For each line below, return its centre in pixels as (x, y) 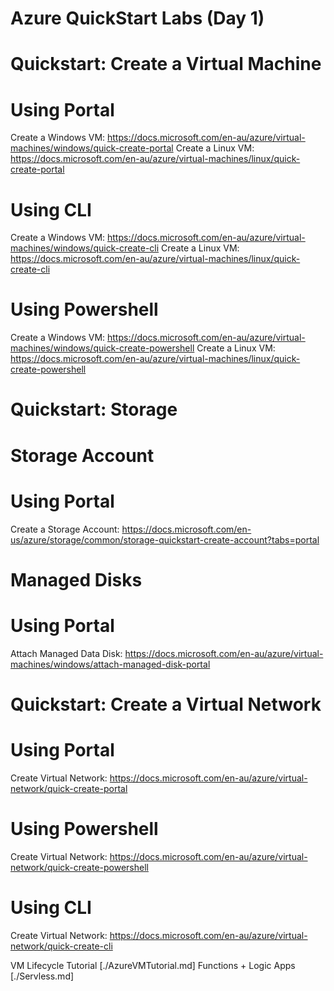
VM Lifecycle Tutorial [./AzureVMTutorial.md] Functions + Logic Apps (153, 965)
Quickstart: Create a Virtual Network (166, 704)
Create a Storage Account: (65, 529)
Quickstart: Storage (94, 409)
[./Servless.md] (42, 976)
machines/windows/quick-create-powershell (102, 348)
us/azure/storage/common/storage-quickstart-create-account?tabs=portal (165, 539)
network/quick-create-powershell (79, 867)
